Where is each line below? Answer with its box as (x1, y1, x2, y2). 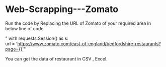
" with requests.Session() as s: (5, 35, 69, 41)
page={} (5, 46, 23, 52)
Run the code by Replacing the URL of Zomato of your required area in (5, 20, 151, 26)
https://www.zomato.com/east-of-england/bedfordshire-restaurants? (17, 40, 161, 46)
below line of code (5, 25, 44, 31)
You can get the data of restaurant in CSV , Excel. (5, 55, 108, 61)
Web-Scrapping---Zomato (5, 4, 119, 15)
